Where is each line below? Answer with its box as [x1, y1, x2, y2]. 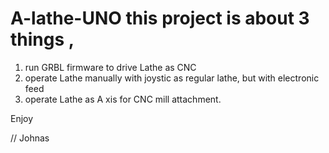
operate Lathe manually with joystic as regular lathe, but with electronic [24, 72, 320, 84]
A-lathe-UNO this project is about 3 [10, 7, 310, 30]
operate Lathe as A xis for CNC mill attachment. [24, 93, 222, 105]
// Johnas [10, 132, 50, 144]
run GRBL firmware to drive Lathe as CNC [24, 61, 197, 73]
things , [10, 28, 75, 51]
